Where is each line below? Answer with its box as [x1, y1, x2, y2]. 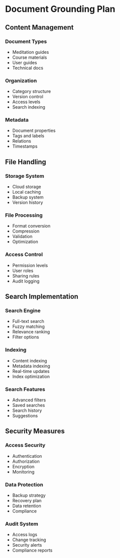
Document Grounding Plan [5, 3, 116, 15]
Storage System [5, 172, 44, 179]
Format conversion [12, 223, 51, 229]
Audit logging [12, 278, 40, 284]
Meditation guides [12, 49, 49, 55]
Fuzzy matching [12, 323, 45, 329]
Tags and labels [12, 133, 44, 139]
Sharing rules [12, 273, 40, 279]
